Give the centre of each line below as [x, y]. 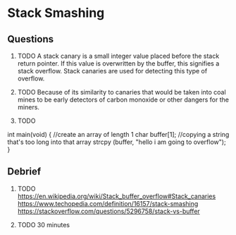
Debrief [24, 172]
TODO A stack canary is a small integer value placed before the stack [118, 56]
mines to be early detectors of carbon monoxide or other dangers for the [123, 100]
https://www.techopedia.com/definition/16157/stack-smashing [108, 203]
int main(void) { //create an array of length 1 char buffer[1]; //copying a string [118, 134]
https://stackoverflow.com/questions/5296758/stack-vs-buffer [109, 211]
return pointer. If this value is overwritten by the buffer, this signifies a [118, 64]
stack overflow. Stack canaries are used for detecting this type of [112, 71]
